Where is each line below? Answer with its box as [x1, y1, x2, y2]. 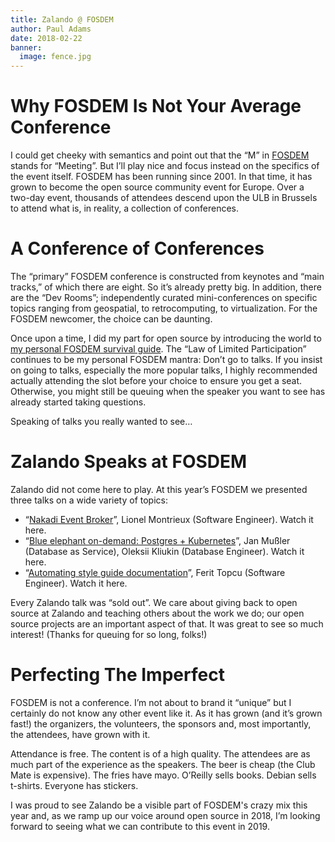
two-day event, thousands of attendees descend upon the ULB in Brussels [10, 192, 318, 204]
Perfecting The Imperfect [10, 664, 225, 686]
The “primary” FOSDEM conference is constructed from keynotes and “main [10, 271, 325, 282]
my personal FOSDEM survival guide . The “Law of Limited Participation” [10, 343, 307, 355]
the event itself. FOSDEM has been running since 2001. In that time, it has [10, 171, 313, 183]
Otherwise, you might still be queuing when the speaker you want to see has [10, 386, 326, 397]
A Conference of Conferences [10, 237, 265, 260]
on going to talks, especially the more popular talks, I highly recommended [10, 364, 318, 376]
